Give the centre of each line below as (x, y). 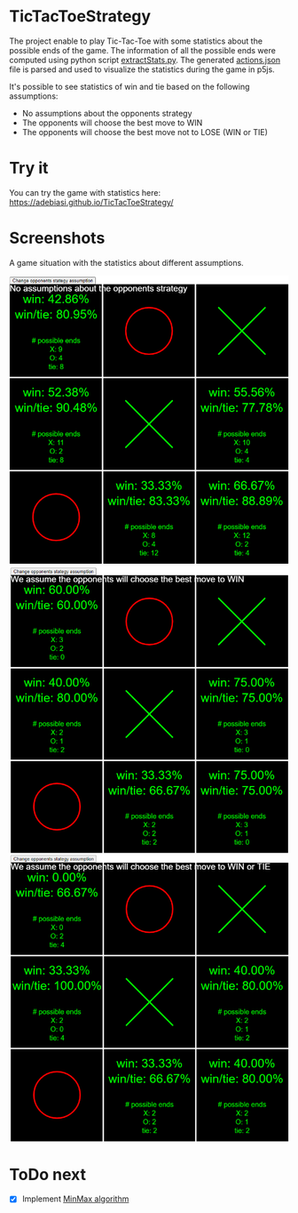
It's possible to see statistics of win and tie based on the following (129, 86)
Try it (29, 169)
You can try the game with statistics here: (85, 192)
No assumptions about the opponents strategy (107, 113)
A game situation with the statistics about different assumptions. (126, 262)
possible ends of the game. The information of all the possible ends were (143, 50)
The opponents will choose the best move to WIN (112, 123)
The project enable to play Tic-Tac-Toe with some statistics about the (136, 41)
